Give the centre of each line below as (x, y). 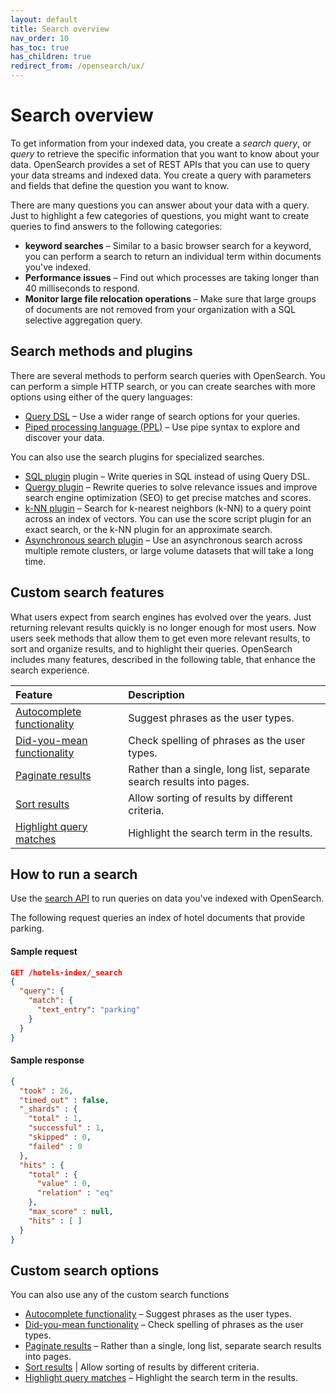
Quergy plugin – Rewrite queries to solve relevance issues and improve (171, 487)
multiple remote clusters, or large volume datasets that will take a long (169, 550)
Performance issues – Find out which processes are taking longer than (172, 277)
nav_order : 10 (40, 38)
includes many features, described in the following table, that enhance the (163, 659)
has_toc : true (40, 47)
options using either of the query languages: (101, 397)
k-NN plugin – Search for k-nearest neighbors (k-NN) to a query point (168, 508)
